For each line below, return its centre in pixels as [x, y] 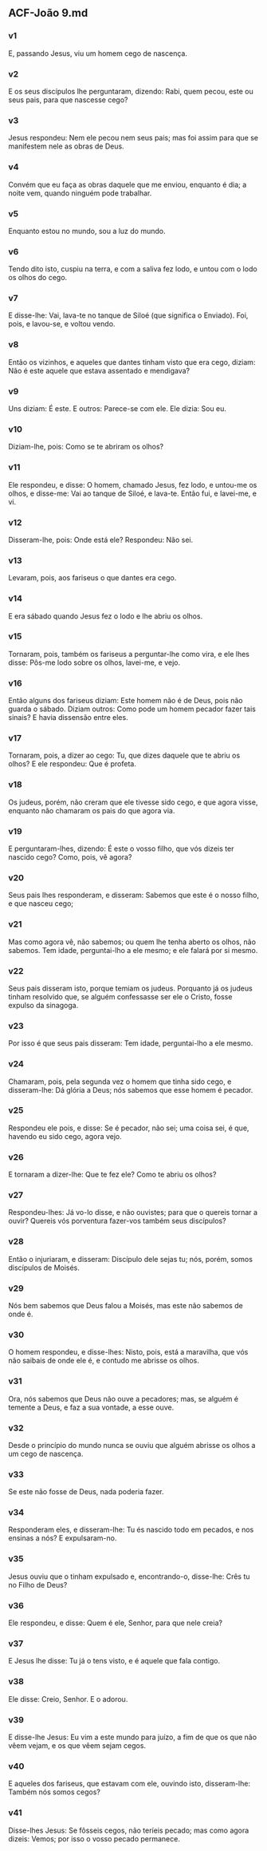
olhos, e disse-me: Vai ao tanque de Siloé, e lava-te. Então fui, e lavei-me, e [133, 493]
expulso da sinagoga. [43, 1005]
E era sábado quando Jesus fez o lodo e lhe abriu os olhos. [106, 616]
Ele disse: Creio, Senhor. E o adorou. [68, 1699]
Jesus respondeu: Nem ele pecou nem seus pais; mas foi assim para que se [133, 138]
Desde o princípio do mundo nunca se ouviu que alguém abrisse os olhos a [132, 1445]
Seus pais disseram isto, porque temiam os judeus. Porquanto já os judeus [130, 988]
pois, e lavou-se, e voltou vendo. [62, 324]
